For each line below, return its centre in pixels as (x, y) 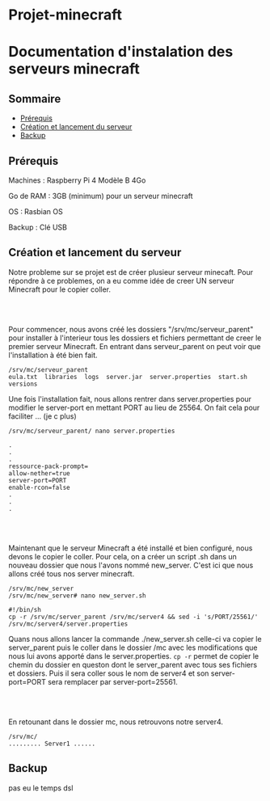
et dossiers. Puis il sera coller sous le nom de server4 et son (109, 673)
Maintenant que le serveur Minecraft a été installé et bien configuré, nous (131, 548)
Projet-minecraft (65, 15)
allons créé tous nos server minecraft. (72, 573)
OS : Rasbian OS (36, 211)
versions (23, 384)
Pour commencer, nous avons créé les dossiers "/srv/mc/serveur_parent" (131, 329)
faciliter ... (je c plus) (42, 416)
